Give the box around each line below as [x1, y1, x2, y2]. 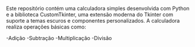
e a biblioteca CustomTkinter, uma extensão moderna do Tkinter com [6, 11, 173, 18]
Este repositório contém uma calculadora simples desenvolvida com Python [6, 5, 190, 12]
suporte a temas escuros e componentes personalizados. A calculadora [6, 17, 180, 24]
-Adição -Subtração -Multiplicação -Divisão [6, 35, 112, 41]
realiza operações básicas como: [6, 23, 86, 30]
